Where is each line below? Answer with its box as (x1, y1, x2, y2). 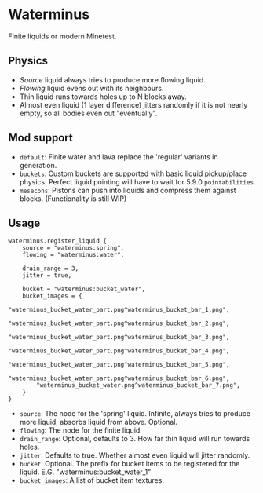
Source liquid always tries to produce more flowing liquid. (19, 75, 206, 84)
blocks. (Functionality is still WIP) (19, 194, 127, 203)
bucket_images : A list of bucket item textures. (19, 476, 165, 485)
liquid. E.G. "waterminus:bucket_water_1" (19, 467, 152, 477)
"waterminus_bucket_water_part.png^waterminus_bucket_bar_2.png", (8, 320, 230, 327)
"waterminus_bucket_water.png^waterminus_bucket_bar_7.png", (36, 382, 241, 389)
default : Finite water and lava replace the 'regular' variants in (19, 152, 218, 162)
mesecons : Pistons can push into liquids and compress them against (19, 185, 237, 195)
